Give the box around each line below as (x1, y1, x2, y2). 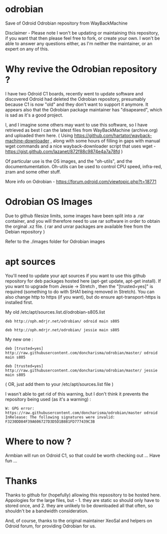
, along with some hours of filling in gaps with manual (50, 138, 160, 144)
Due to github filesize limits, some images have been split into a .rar (5, 212, 144, 219)
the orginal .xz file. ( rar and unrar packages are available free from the (5, 223, 151, 229)
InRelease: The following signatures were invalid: (5, 415, 115, 420)
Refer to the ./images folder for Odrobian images (5, 238, 105, 244)
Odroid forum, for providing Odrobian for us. (5, 523, 96, 529)
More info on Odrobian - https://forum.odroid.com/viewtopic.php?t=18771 (5, 178, 156, 184)
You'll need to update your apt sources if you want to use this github (5, 273, 146, 279)
